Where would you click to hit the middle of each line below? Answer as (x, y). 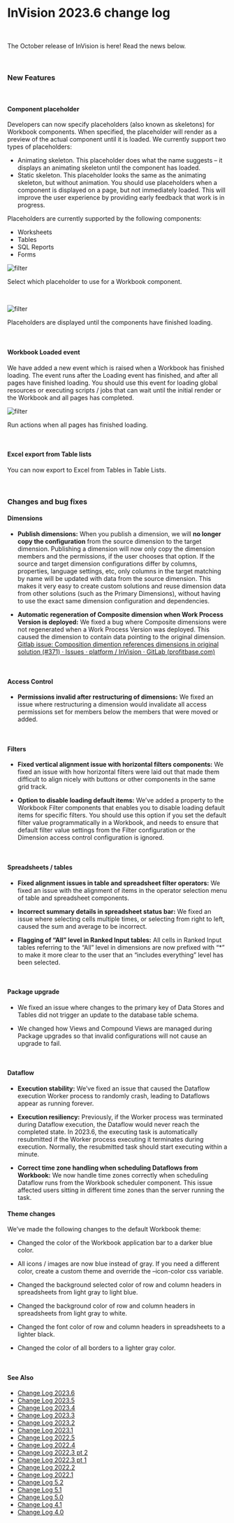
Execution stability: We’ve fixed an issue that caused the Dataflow (114, 1088)
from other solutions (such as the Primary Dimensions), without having (119, 593)
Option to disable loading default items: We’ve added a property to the (120, 800)
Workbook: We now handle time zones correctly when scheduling (112, 1175)
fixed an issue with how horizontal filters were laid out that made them (118, 772)
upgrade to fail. (39, 1043)
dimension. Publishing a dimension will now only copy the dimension (116, 549)
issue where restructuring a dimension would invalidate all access (112, 704)
